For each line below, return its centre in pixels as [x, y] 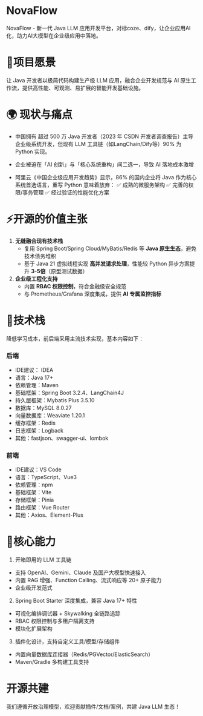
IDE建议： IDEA [34, 370]
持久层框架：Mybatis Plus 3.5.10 [55, 400]
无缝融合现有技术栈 [39, 240]
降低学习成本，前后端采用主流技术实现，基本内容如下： [75, 338]
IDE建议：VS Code [38, 469]
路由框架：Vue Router [42, 508]
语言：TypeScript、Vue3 [46, 477]
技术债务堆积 [40, 256]
